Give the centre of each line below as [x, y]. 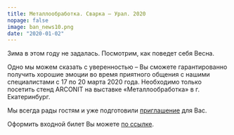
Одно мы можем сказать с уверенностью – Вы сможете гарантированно [117, 67]
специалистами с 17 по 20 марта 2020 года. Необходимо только [105, 82]
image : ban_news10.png [40, 27]
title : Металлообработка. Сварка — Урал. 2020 [77, 14]
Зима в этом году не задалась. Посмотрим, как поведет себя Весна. [111, 53]
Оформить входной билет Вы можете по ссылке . [81, 124]
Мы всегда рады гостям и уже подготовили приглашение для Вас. [107, 110]
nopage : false [28, 20]
